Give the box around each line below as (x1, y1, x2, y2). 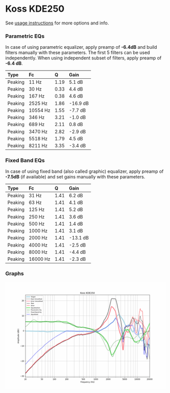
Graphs (5, 270, 24, 277)
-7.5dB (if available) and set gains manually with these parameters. (5, 174, 146, 180)
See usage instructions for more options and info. (5, 20, 109, 26)
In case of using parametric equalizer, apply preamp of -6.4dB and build (5, 44, 157, 50)
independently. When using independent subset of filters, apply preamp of (5, 55, 162, 61)
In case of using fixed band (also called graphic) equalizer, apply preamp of (5, 168, 164, 174)
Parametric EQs (5, 33, 45, 40)
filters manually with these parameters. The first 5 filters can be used (5, 49, 150, 56)
